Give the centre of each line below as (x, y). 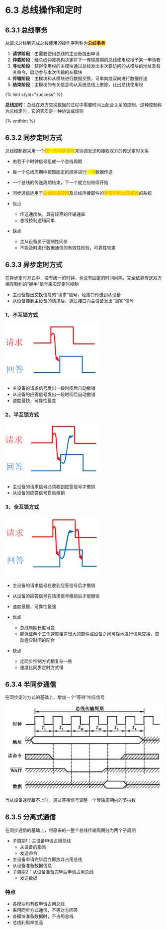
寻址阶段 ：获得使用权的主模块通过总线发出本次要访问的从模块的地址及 (84, 66)
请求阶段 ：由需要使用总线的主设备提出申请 (56, 53)
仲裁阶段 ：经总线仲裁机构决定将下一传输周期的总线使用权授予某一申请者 (86, 60)
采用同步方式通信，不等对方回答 (45, 910)
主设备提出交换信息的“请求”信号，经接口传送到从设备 (67, 294)
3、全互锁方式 (22, 507)
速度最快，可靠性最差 (34, 400)
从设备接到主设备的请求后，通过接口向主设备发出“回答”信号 (73, 301)
